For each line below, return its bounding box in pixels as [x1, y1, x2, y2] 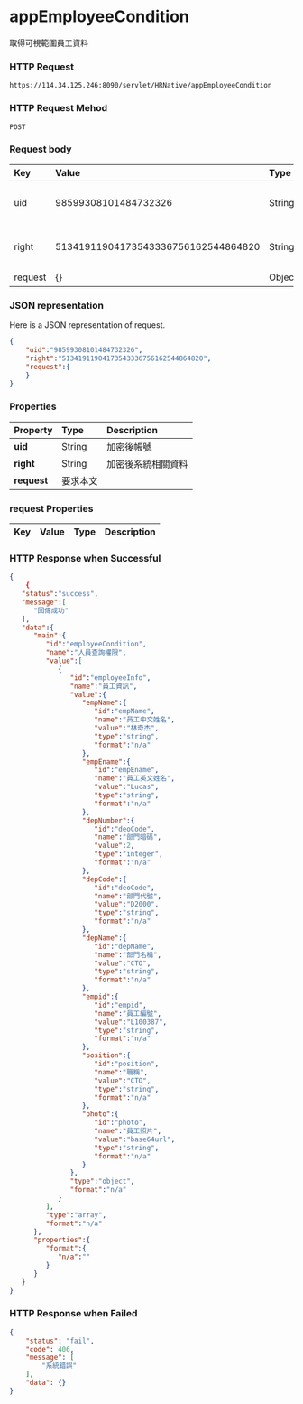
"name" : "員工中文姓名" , [94, 715, 176, 724]
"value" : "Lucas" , [94, 783, 160, 792]
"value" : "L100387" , [94, 1018, 168, 1027]
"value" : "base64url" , [94, 1135, 176, 1144]
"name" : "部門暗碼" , [94, 832, 162, 841]
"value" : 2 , [94, 841, 135, 851]
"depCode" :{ [81, 874, 127, 884]
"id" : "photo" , [94, 1118, 147, 1128]
